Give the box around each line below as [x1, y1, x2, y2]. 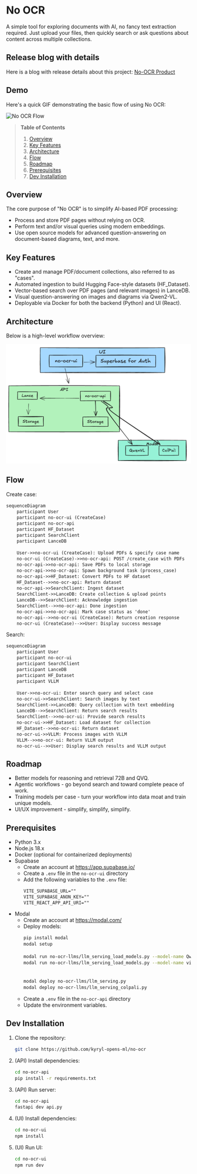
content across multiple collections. [6, 35, 92, 42]
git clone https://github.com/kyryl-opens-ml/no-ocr [14, 1046, 147, 1052]
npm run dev [14, 1162, 44, 1168]
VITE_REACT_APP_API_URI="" [23, 900, 90, 906]
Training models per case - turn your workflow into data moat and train [14, 793, 186, 801]
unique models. [14, 800, 52, 807]
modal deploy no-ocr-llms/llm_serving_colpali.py [23, 984, 148, 991]
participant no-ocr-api [16, 520, 75, 526]
